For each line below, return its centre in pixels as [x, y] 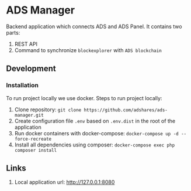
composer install [36, 150]
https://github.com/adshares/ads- [126, 110]
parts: [13, 32]
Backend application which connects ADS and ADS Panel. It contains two [94, 26]
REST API [26, 44]
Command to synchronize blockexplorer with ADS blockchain [88, 50]
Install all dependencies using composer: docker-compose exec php [95, 145]
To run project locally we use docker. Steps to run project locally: [84, 98]
